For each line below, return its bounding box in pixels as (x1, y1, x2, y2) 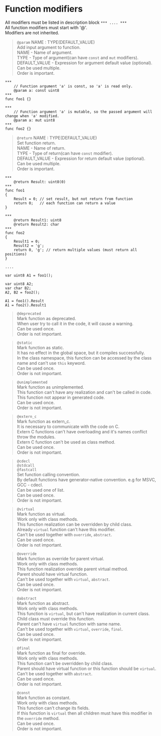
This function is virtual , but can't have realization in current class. (16, 611, 150, 616)
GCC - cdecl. (16, 482, 44, 488)
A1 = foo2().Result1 (5, 303, 47, 308)
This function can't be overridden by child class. (16, 660, 114, 666)
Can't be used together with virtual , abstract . (16, 576, 110, 582)
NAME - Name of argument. (16, 50, 73, 55)
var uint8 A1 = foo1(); (5, 273, 53, 278)
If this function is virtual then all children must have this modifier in (16, 710, 152, 716)
